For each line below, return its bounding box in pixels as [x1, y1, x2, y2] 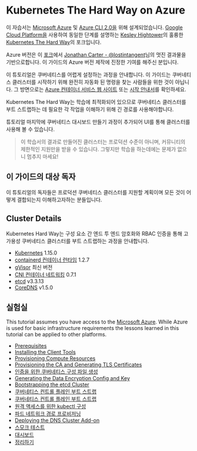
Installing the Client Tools [14, 349, 76, 356]
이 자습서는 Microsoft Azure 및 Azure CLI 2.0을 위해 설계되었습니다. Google [6, 24, 183, 31]
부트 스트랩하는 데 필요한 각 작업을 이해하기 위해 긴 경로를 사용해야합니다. [6, 106, 174, 113]
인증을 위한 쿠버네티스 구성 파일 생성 [14, 368, 98, 375]
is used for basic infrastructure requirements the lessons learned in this [6, 325, 179, 332]
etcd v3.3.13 [14, 277, 44, 285]
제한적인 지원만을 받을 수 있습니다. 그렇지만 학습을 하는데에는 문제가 [20, 145, 176, 152]
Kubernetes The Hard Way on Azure [6, 4, 185, 17]
